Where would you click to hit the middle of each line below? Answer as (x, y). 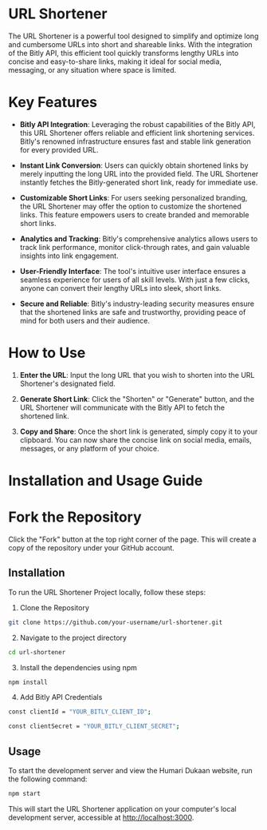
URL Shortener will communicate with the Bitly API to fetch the (122, 407)
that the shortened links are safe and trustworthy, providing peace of (133, 312)
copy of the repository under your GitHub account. (92, 547)
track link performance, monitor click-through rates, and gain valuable (135, 247)
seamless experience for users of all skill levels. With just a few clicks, (135, 280)
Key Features (53, 103)
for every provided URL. (59, 149)
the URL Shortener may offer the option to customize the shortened (130, 206)
